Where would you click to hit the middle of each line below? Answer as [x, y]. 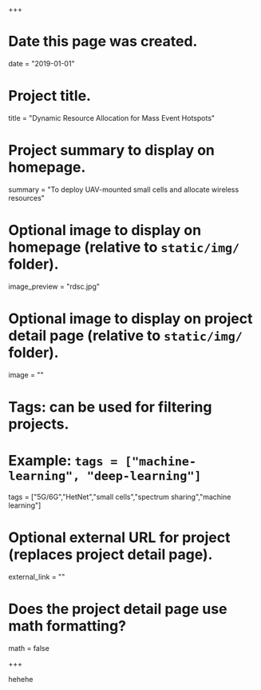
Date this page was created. [103, 42]
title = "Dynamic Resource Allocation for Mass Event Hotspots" [112, 118]
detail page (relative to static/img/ [126, 335]
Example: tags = [63, 461]
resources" [27, 197]
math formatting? [67, 626]
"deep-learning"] [144, 476]
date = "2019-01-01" [42, 63]
